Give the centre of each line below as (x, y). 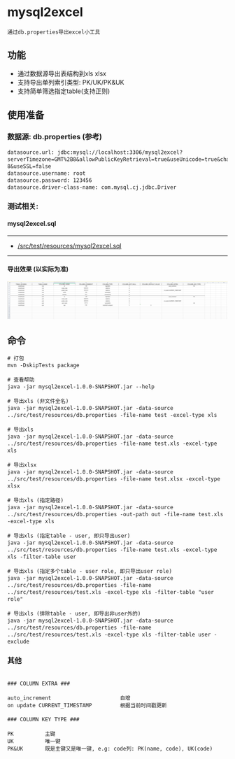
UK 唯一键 (34, 741)
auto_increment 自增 (69, 698)
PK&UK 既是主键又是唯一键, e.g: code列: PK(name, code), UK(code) (110, 749)
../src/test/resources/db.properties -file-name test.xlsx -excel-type (114, 479)
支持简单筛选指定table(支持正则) (64, 91)
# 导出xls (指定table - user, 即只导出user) (69, 536)
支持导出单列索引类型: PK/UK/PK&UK (71, 82)
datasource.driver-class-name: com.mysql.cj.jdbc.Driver (92, 187)
